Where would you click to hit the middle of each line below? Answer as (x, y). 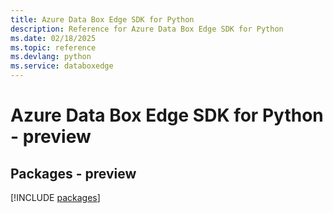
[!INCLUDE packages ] (55, 197)
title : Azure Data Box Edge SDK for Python (102, 19)
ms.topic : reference (53, 47)
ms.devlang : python (51, 57)
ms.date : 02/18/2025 (53, 38)
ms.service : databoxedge (62, 66)
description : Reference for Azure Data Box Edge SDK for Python (147, 29)
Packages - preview (73, 173)
